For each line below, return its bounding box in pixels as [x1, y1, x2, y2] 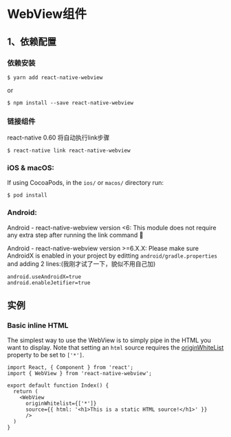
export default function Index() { [7, 382, 109, 389]
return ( [13, 388, 38, 395]
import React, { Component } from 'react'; [7, 364, 134, 371]
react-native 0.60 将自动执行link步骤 [7, 133, 110, 142]
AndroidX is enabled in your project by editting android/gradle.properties [7, 251, 218, 260]
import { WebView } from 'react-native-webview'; [7, 370, 153, 377]
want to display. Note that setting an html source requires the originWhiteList [7, 344, 224, 352]
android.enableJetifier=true [7, 279, 91, 286]
